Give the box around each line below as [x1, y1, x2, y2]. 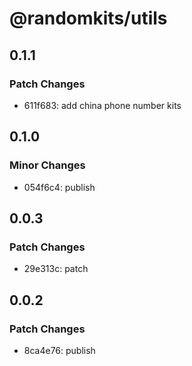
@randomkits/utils [9, 7, 168, 30]
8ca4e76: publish [23, 344, 96, 356]
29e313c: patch [23, 263, 89, 275]
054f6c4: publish [23, 181, 96, 193]
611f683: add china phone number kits [23, 99, 182, 111]
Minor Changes [9, 158, 86, 172]
